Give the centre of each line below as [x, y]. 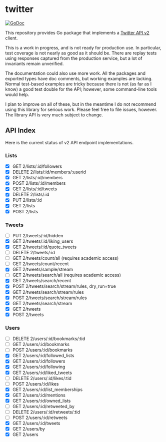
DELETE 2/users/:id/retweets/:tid [46, 412]
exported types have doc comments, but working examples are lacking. [79, 78]
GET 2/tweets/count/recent [40, 264]
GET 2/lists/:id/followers [37, 166]
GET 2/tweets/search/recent [42, 281]
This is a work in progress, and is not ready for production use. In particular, [83, 47]
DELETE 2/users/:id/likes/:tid [42, 378]
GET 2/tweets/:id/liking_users [43, 241]
